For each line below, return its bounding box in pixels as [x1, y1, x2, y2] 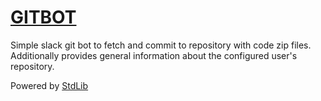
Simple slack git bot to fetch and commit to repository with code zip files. [10, 39, 312, 51]
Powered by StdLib [10, 79, 89, 91]
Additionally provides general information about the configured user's [10, 49, 298, 61]
